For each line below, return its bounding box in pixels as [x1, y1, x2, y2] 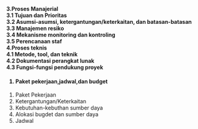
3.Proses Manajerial [6, 6, 59, 12]
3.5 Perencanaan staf [6, 38, 62, 45]
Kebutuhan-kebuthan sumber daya [15, 104, 103, 112]
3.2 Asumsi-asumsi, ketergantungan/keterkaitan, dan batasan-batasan [6, 18, 192, 25]
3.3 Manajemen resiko [6, 24, 64, 32]
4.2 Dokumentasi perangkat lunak [6, 57, 95, 64]
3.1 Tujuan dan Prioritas [6, 12, 67, 19]
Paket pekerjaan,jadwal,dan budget [15, 78, 108, 85]
